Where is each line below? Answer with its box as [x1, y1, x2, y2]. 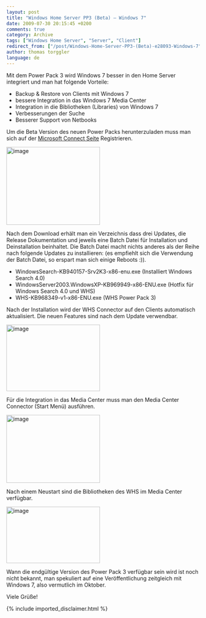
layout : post [6, 9, 40, 15]
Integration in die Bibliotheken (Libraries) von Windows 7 [15, 103, 159, 111]
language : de [6, 55, 40, 61]
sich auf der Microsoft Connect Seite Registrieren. [6, 135, 133, 142]
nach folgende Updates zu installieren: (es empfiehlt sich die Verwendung [6, 249, 193, 257]
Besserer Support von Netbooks [15, 116, 97, 123]
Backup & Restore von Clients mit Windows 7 [15, 90, 129, 97]
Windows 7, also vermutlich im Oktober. [6, 581, 106, 589]
